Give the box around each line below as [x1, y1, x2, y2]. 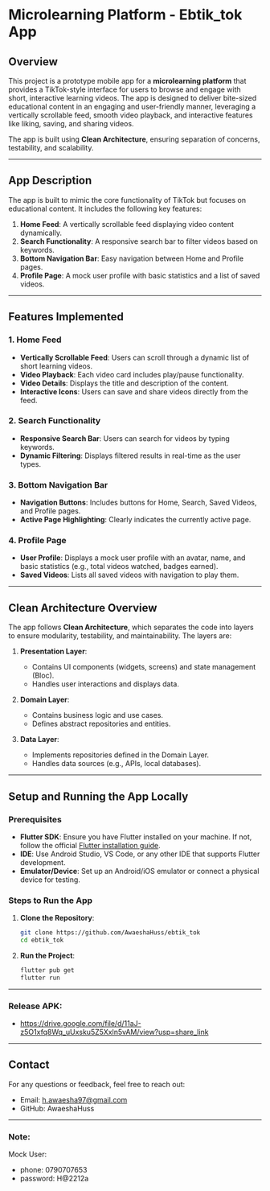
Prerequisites [8, 814, 62, 825]
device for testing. [19, 875, 80, 884]
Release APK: [8, 1000, 63, 1012]
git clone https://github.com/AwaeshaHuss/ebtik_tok [19, 929, 201, 937]
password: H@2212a [19, 1173, 89, 1184]
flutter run [19, 974, 60, 982]
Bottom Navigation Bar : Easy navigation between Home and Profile [19, 253, 243, 263]
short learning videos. [19, 361, 93, 371]
